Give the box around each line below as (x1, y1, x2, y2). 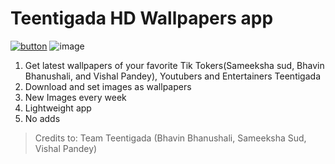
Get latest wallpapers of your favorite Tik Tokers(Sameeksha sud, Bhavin (24, 59, 325, 71)
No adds (24, 112, 61, 124)
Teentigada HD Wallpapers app (10, 7, 274, 30)
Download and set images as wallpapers (24, 80, 192, 92)
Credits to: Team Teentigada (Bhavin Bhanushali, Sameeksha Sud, (34, 132, 307, 144)
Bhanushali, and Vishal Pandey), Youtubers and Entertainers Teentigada (24, 70, 321, 82)
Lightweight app (24, 102, 92, 114)
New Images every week (24, 91, 127, 103)
